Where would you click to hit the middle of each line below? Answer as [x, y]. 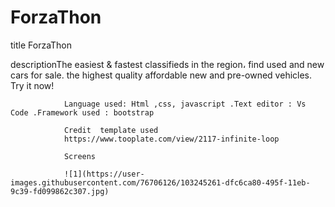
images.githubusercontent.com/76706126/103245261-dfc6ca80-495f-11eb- [160, 182]
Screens [80, 156]
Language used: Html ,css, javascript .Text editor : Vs [185, 104]
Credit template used [111, 130]
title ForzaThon [41, 45]
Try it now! [32, 85]
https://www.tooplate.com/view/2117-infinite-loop [171, 139]
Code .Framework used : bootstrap [82, 112]
